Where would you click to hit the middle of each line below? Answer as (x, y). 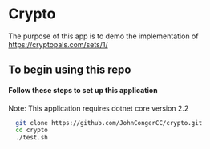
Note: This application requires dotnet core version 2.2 (99, 108)
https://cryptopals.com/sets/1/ (58, 44)
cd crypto (32, 130)
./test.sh (32, 138)
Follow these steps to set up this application (83, 90)
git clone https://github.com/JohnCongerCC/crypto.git (109, 123)
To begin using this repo (70, 70)
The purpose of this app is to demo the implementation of (103, 36)
